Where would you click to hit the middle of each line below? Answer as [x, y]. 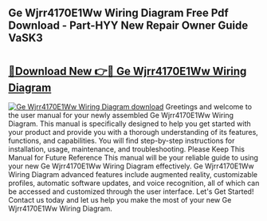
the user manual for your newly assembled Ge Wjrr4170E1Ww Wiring [121, 115]
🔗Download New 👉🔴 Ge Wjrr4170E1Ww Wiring [128, 71]
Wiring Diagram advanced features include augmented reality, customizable [133, 174]
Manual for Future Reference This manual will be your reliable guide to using [133, 158]
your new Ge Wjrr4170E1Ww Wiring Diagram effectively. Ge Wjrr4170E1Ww [131, 166]
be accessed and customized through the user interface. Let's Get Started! [131, 191]
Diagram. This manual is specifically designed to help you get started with [130, 124]
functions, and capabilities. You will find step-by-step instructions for [122, 140]
